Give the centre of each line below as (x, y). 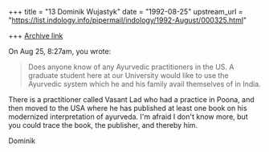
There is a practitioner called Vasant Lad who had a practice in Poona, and (131, 99)
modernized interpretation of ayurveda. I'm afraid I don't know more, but (128, 117)
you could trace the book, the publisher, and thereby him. (103, 125)
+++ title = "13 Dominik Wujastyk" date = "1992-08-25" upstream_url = (126, 12)
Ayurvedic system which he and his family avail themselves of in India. (144, 84)
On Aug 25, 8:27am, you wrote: (60, 51)
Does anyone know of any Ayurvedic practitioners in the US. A (131, 67)
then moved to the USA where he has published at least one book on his (128, 108)
